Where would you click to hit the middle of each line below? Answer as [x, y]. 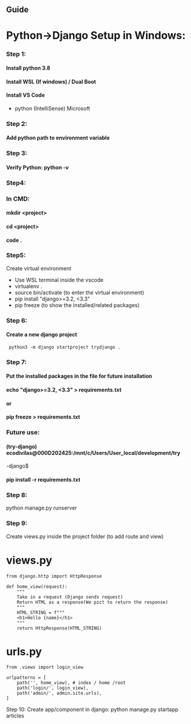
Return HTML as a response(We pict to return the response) [93, 602]
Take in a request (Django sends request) [70, 597]
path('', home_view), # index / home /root [71, 683]
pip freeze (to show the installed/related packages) [77, 305]
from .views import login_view [45, 668]
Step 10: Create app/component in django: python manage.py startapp [93, 710]
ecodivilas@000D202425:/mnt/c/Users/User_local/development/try [93, 453]
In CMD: [18, 198]
